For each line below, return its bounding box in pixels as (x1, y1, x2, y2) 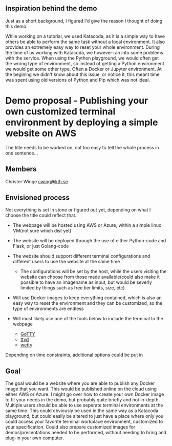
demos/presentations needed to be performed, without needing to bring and (5, 430, 166, 436)
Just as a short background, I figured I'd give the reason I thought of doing (5, 17, 163, 24)
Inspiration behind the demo (5, 4, 97, 13)
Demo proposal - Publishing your (5, 95, 148, 106)
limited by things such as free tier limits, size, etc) (20, 285, 125, 291)
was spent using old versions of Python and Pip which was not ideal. (5, 76, 150, 83)
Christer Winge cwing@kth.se (5, 178, 68, 184)
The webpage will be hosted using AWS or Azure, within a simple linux (12, 222, 161, 228)
